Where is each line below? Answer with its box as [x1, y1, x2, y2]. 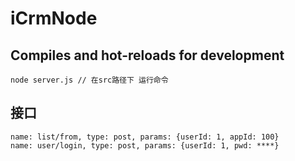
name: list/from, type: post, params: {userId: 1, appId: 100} [10, 132, 280, 142]
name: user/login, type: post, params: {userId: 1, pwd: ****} [10, 140, 280, 151]
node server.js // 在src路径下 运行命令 [10, 75, 169, 85]
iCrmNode [10, 7, 98, 30]
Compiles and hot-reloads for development [10, 47, 285, 64]
